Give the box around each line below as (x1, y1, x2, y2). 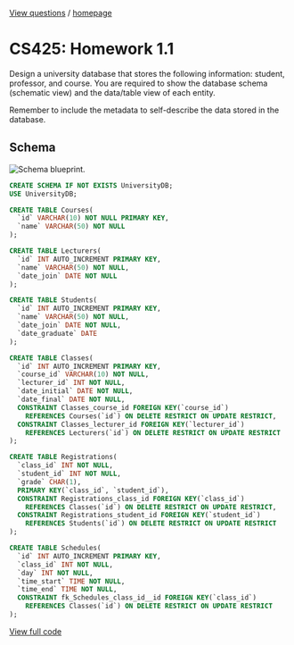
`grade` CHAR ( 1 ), (17, 477, 82, 486)
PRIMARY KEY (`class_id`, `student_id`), (17, 486, 169, 495)
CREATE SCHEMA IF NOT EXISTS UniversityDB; (9, 180, 174, 190)
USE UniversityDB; (9, 189, 78, 198)
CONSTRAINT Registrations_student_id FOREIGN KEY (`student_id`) (17, 511, 261, 520)
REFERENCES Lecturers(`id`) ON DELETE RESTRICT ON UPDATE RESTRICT (25, 428, 281, 437)
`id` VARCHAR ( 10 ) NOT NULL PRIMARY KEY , (17, 214, 169, 222)
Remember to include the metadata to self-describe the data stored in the (9, 105, 280, 115)
